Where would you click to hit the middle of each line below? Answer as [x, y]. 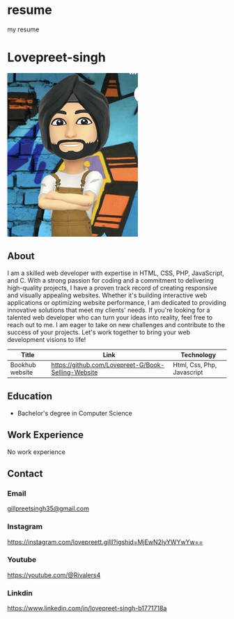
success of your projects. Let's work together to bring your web [99, 332]
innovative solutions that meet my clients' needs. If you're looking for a [109, 310]
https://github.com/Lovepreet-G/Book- [108, 365]
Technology [198, 355]
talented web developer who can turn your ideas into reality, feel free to [110, 317]
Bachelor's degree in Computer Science [75, 413]
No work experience [37, 452]
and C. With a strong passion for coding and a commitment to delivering [110, 280]
